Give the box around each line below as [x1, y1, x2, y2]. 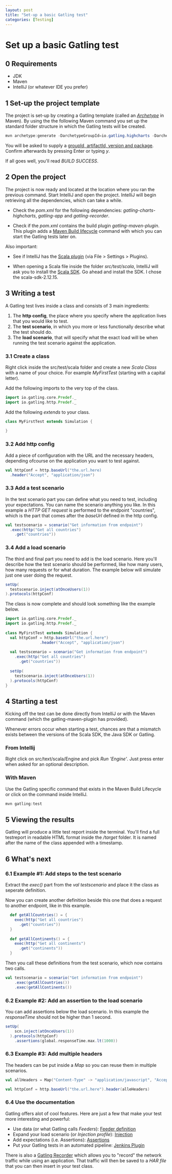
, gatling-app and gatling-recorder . [35, 212, 110, 218]
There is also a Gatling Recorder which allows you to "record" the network [5, 1152, 162, 1158]
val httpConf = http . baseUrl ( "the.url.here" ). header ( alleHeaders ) [5, 1086, 150, 1092]
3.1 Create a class [5, 352, 50, 359]
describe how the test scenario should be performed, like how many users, [5, 561, 164, 567]
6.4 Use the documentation [5, 1099, 75, 1106]
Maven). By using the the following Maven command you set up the [5, 118, 147, 124]
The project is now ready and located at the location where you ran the [5, 186, 155, 192]
